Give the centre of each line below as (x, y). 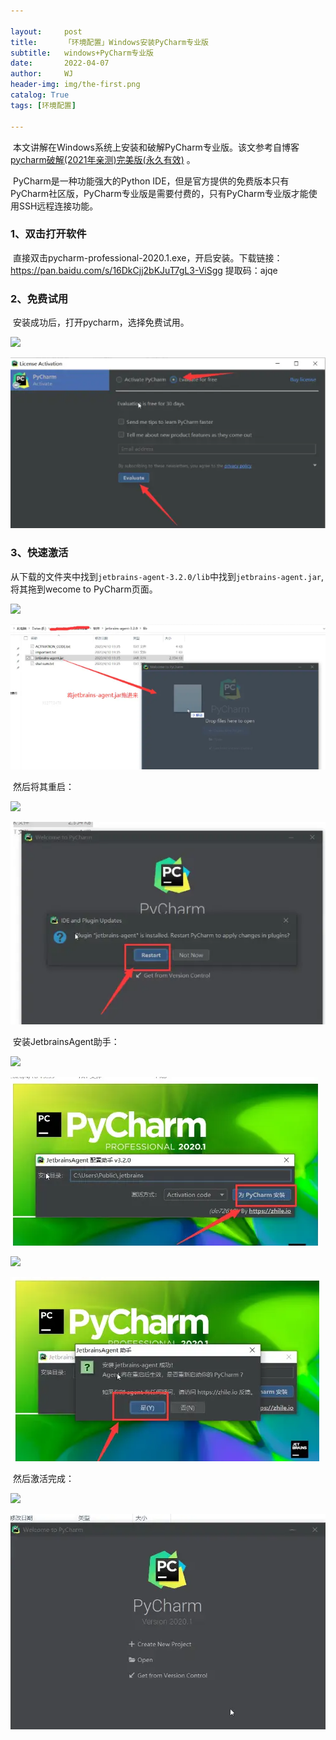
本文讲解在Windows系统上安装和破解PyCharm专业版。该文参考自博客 (156, 147)
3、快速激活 (39, 553)
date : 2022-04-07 (60, 63)
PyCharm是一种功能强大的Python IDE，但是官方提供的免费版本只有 (151, 181)
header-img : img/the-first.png (75, 85)
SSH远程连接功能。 (58, 206)
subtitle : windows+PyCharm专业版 (82, 53)
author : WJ (42, 74)
